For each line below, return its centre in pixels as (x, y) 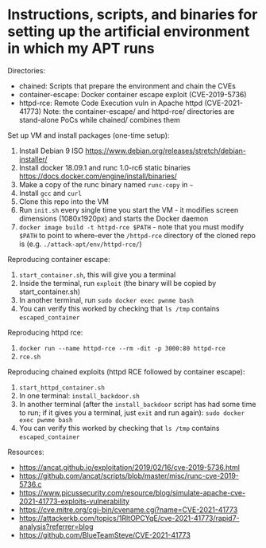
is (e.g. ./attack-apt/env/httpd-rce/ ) (80, 244)
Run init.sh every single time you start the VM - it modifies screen (129, 209)
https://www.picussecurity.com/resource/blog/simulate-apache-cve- (132, 492)
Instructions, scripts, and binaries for (133, 15)
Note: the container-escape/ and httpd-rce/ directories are (139, 111)
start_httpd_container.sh (62, 388)
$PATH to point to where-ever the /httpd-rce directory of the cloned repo (137, 235)
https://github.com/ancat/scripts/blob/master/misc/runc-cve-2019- (129, 476)
